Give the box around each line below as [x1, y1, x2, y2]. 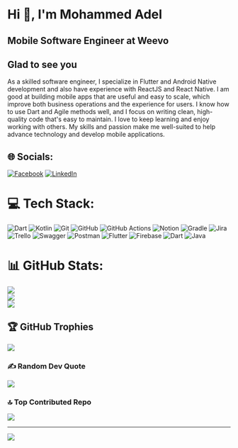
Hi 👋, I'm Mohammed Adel [7, 6, 163, 23]
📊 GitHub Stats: [7, 258, 104, 274]
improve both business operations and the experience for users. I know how [7, 100, 229, 108]
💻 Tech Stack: [7, 196, 95, 212]
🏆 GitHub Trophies [7, 321, 94, 333]
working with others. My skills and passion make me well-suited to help [7, 123, 216, 131]
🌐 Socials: [7, 150, 54, 162]
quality [7, 115, 28, 123]
